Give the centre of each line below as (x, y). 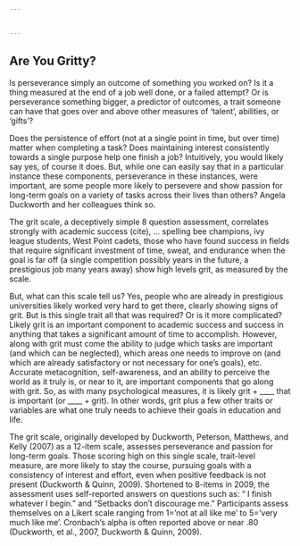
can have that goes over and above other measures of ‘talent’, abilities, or (144, 111)
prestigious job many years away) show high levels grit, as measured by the (149, 269)
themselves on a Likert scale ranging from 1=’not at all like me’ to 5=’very (144, 512)
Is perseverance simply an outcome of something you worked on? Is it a (142, 82)
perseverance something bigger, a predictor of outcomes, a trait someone (145, 101)
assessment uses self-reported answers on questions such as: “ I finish (141, 493)
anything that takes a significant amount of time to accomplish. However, (143, 334)
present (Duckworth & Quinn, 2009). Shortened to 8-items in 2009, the (140, 484)
